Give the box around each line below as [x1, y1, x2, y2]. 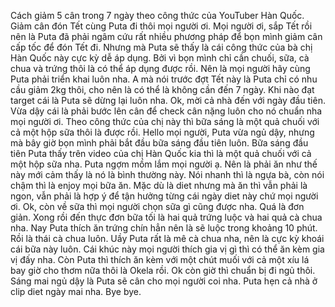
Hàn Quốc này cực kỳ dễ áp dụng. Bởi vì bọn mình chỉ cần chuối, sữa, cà [10, 52, 310, 64]
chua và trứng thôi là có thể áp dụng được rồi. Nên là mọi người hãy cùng [10, 63, 311, 74]
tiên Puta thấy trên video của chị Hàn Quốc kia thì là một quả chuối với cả [10, 148, 312, 159]
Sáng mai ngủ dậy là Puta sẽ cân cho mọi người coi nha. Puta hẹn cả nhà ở [10, 275, 318, 287]
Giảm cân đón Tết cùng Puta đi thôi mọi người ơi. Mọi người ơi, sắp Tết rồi [10, 20, 313, 32]
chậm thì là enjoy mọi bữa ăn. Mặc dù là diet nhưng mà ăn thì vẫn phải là [10, 180, 308, 191]
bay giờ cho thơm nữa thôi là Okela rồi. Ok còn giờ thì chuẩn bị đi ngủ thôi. [10, 265, 316, 276]
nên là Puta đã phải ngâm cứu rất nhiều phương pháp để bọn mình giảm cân [10, 31, 323, 42]
